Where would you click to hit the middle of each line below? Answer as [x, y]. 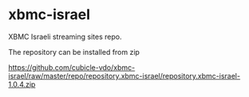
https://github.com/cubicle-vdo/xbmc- [72, 67]
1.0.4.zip [22, 84]
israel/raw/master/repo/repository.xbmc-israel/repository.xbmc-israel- [125, 76]
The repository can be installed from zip [74, 52]
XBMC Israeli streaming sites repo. [65, 37]
